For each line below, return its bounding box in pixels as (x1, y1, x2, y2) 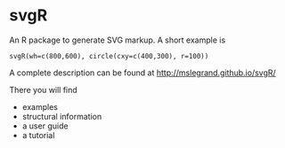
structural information (21, 111, 102, 121)
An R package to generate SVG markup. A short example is (9, 35, 226, 45)
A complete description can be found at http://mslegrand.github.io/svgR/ (9, 67, 276, 78)
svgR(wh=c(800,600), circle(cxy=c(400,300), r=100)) (9, 51, 209, 60)
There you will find (9, 84, 77, 95)
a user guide (21, 121, 69, 131)
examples (21, 101, 58, 112)
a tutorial (21, 129, 55, 140)
